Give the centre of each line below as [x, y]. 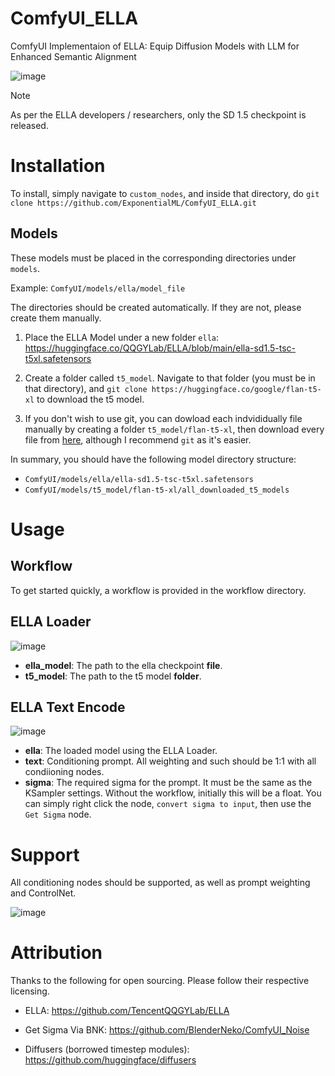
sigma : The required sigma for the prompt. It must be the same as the [168, 783]
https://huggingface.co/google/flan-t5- [236, 389]
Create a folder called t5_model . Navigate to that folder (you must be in [170, 378]
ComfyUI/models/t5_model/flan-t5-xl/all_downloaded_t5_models [157, 490]
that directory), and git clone [86, 388]
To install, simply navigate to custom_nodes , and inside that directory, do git [165, 193]
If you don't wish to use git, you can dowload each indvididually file [163, 418]
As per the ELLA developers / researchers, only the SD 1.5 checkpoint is [158, 114]
